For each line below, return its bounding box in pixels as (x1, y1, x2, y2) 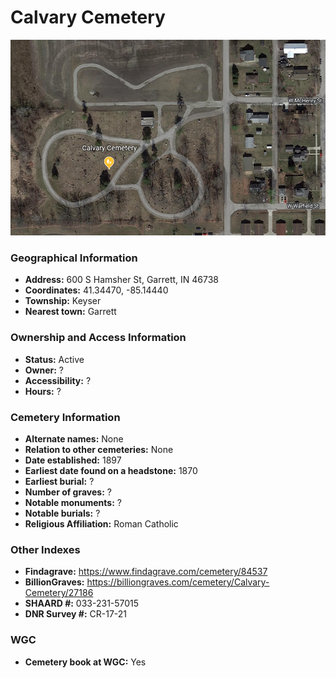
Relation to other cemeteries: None (24, 444, 174, 455)
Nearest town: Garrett (24, 306, 117, 318)
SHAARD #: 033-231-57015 (24, 597, 140, 610)
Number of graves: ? (24, 486, 112, 498)
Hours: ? (24, 385, 62, 397)
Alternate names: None (24, 433, 124, 445)
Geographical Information (10, 251, 138, 265)
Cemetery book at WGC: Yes (24, 656, 147, 668)
